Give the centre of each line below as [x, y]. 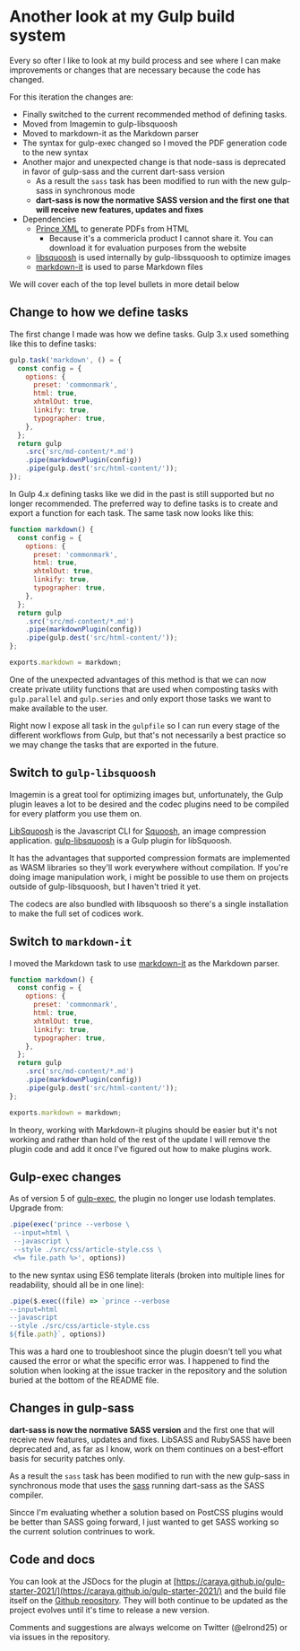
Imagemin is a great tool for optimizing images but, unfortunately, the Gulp [146, 794]
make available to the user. [59, 708]
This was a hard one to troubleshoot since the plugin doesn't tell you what [146, 1351]
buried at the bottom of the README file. [84, 1380]
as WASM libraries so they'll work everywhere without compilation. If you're [149, 867]
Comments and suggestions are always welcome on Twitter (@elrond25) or [149, 1627]
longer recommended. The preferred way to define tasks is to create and [144, 503]
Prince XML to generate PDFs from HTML [112, 228]
